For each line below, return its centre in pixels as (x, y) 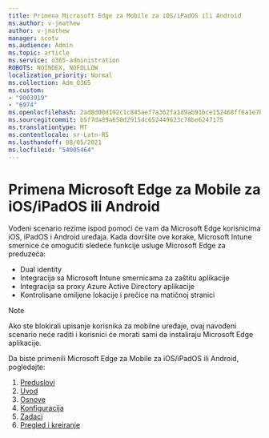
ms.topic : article (39, 53)
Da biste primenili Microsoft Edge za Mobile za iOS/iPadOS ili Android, (124, 359)
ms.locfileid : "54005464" (51, 150)
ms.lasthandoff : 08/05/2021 (55, 142)
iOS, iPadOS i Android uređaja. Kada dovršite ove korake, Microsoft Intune (130, 237)
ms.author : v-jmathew (44, 23)
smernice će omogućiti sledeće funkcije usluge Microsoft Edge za (117, 246)
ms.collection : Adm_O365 (50, 82)
